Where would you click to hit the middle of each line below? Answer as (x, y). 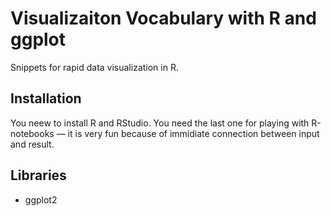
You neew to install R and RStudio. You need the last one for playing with (160, 123)
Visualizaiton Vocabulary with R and (163, 18)
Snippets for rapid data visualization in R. (94, 67)
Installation (46, 98)
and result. (32, 144)
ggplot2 (41, 199)
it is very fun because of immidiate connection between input (193, 133)
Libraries (38, 175)
